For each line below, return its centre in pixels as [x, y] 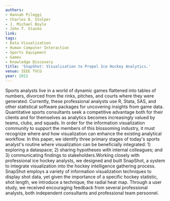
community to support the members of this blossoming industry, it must [80, 128]
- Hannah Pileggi [24, 15]
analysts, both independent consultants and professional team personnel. [82, 193]
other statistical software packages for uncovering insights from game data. [84, 107]
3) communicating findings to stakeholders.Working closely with [73, 155]
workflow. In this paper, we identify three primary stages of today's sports [82, 139]
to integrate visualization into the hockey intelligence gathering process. [80, 166]
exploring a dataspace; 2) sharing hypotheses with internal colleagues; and [84, 150]
